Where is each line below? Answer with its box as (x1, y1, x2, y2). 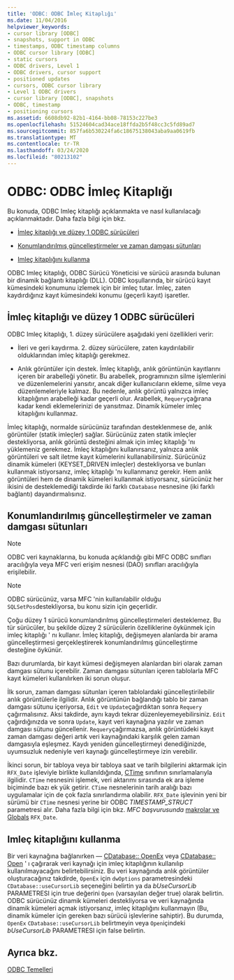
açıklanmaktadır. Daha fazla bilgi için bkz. (7, 214, 126, 223)
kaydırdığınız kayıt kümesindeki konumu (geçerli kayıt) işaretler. (7, 291, 190, 299)
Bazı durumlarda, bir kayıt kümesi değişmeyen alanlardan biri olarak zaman (7, 659, 223, 668)
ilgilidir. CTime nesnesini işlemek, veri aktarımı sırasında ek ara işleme (7, 775, 205, 785)
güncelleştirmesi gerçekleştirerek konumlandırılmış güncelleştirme (7, 638, 198, 647)
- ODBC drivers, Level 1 (7, 62, 80, 69)
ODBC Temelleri (7, 965, 54, 974)
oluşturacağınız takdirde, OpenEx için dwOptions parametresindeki (7, 874, 193, 883)
